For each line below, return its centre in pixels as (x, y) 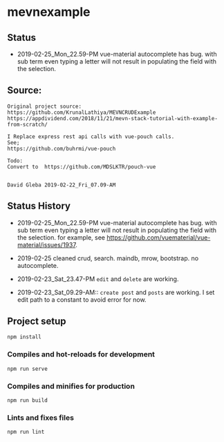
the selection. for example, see (61, 237)
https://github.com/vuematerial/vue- (159, 237)
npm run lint (26, 432)
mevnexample (49, 12)
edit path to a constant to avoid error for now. (82, 299)
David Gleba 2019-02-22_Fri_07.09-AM (62, 185)
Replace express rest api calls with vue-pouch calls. (94, 136)
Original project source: (44, 106)
